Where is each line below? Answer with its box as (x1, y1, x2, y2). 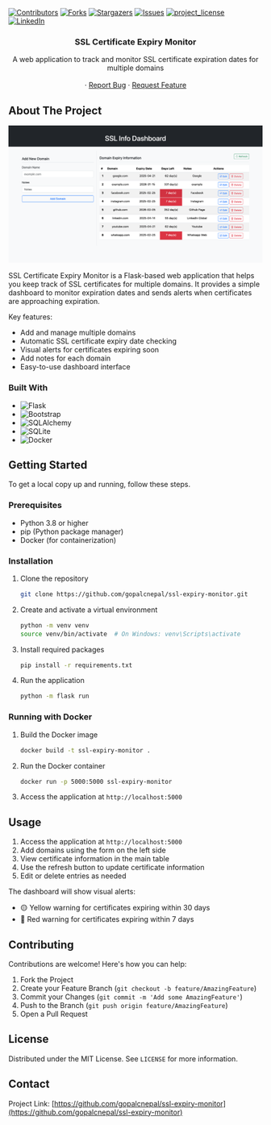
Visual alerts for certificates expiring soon (19, 345, 160, 355)
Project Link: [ (8, 1098, 55, 1108)
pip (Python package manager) (19, 527, 124, 536)
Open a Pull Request (19, 1009, 89, 1019)
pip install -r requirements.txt (19, 661, 133, 669)
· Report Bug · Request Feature (84, 81, 187, 90)
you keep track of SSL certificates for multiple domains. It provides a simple (8, 279, 261, 290)
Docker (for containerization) (19, 535, 117, 544)
